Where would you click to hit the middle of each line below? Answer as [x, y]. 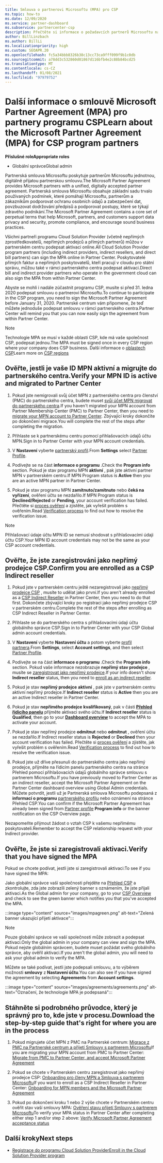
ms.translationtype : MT [29, 64]
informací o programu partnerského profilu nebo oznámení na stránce [82, 798]
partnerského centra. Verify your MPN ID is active [81, 376]
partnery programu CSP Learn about [79, 122]
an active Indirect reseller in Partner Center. [56, 698]
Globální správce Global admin [42, 166]
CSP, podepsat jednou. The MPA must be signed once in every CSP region [79, 343]
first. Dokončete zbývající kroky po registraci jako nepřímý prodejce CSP [84, 603]
